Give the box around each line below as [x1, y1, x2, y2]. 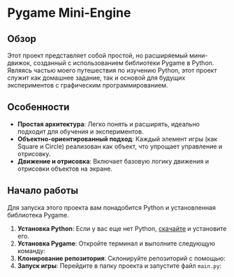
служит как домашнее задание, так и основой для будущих [7, 73, 186, 82]
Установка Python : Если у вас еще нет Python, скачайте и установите [17, 224, 227, 232]
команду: [17, 246, 45, 255]
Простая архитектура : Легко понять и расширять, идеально [17, 120, 200, 128]
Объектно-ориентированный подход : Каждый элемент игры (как [17, 134, 218, 143]
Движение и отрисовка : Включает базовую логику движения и [17, 157, 210, 165]
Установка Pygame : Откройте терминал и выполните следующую [17, 239, 215, 248]
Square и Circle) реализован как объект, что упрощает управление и [17, 142, 223, 150]
